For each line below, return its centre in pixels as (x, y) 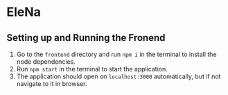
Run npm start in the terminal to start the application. (92, 69)
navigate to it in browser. (52, 84)
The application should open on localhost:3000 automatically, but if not (119, 76)
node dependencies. (46, 62)
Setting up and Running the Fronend (86, 38)
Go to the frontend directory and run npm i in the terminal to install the (116, 54)
